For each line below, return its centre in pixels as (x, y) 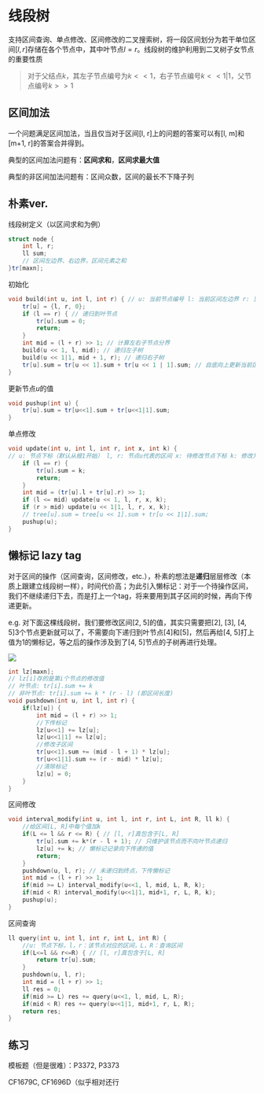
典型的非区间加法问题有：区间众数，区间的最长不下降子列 (101, 176)
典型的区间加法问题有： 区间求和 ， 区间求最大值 (84, 160)
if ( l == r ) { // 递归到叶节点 (70, 314)
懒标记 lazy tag (45, 556)
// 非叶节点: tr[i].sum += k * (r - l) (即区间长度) (91, 694)
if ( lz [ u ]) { (42, 708)
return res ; (42, 1011)
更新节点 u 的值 (31, 388)
